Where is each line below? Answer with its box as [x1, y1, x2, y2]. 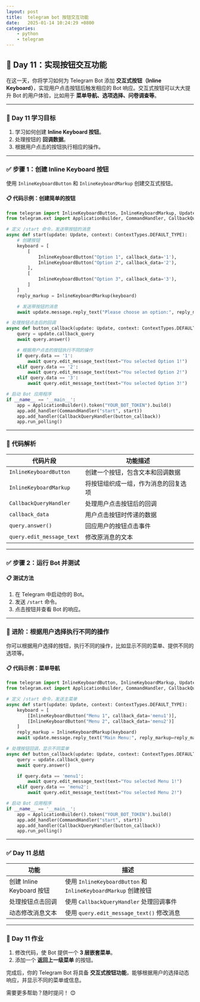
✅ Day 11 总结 [6, 849, 45, 857]
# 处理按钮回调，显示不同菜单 [6, 746, 70, 752]
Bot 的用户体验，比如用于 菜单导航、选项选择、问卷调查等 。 [12, 92, 160, 99]
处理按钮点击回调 [9, 897, 58, 905]
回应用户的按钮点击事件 [85, 522, 151, 530]
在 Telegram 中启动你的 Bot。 [14, 590, 87, 598]
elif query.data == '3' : [17, 375, 79, 381]
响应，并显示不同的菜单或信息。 [6, 976, 85, 984]
